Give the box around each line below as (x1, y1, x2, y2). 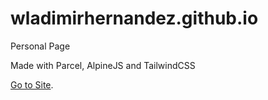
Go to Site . (10, 78, 54, 91)
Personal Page (10, 40, 71, 52)
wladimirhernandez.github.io (10, 7, 259, 30)
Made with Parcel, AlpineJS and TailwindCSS (10, 59, 196, 71)
